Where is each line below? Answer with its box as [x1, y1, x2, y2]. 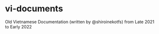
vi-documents [5, 3, 63, 14]
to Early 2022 [5, 24, 32, 29]
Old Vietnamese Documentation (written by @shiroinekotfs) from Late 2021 [5, 19, 155, 25]
